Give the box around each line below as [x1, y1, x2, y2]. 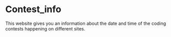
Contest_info [5, 4, 61, 15]
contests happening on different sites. [5, 25, 85, 31]
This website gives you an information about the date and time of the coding [5, 20, 166, 26]
